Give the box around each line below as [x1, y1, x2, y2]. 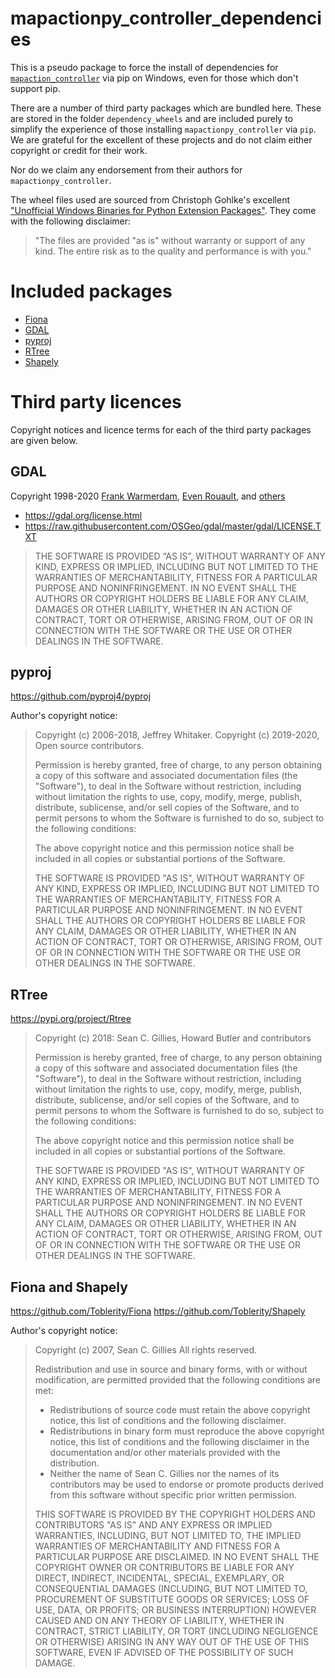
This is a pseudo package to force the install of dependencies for [10, 61, 279, 73]
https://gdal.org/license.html [24, 509, 143, 521]
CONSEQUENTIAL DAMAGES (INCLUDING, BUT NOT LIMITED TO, [34, 1583, 308, 1595]
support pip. [10, 82, 61, 94]
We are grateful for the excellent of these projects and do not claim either [10, 133, 313, 146]
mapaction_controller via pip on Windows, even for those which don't [10, 72, 299, 84]
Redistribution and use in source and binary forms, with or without [34, 1363, 308, 1376]
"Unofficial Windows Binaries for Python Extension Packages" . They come [10, 204, 317, 216]
